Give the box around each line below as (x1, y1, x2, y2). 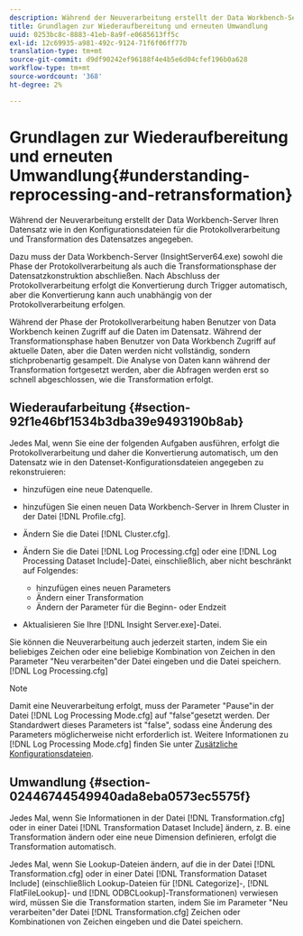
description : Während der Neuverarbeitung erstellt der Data (9, 13, 244, 23)
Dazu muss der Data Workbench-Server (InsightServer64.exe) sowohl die (9, 251, 283, 262)
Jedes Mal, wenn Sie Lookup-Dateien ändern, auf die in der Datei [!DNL (9, 858, 276, 870)
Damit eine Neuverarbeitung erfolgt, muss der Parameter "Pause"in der (9, 701, 274, 711)
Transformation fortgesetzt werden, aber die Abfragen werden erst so (9, 364, 269, 375)
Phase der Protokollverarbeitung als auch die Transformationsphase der (9, 261, 277, 271)
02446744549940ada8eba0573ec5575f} (9, 788, 251, 803)
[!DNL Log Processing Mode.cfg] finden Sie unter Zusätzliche (9, 739, 238, 749)
